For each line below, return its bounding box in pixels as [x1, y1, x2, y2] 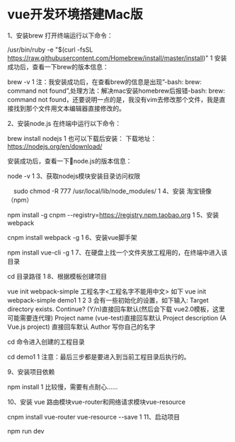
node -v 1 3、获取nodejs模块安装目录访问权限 [7, 171, 141, 180]
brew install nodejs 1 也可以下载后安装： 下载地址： [7, 134, 157, 142]
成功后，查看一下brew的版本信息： [7, 62, 109, 71]
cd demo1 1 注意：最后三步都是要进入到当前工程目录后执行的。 [7, 352, 190, 361]
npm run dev [7, 426, 45, 435]
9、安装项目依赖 [7, 367, 55, 376]
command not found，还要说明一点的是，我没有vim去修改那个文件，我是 [7, 95, 219, 103]
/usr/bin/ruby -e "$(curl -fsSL [7, 45, 93, 54]
